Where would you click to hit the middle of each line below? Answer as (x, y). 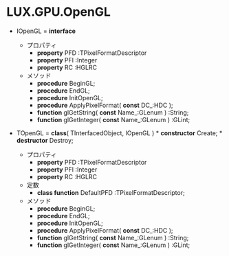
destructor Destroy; (45, 140)
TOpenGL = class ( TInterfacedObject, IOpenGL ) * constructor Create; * (119, 133)
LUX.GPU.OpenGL (59, 12)
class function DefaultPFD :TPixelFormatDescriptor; (111, 192)
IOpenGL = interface (46, 31)
